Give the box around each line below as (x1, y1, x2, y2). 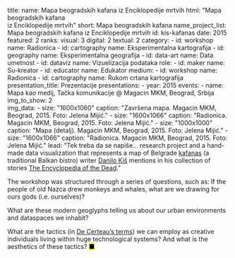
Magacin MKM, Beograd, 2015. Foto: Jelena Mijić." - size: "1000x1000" (7, 119, 213, 127)
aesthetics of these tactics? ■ (7, 242, 95, 250)
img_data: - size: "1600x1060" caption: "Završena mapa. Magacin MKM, (7, 104, 217, 112)
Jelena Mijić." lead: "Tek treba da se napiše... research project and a (7, 141, 206, 149)
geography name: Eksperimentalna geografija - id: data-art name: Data (7, 51, 214, 59)
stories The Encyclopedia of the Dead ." (7, 164, 121, 172)
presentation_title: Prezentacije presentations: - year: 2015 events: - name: (7, 81, 224, 89)
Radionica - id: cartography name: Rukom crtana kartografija (7, 74, 183, 82)
